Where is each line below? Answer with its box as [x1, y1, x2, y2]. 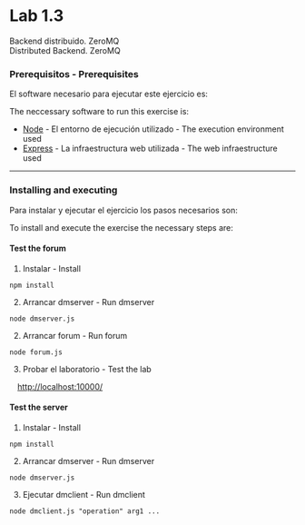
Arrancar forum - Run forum [22, 330, 128, 341]
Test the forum [9, 243, 66, 254]
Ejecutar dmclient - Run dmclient [22, 489, 145, 500]
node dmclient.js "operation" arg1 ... [9, 506, 161, 516]
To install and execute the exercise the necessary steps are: [9, 222, 234, 233]
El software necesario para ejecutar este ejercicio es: [9, 88, 209, 100]
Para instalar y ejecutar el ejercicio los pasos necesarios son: [9, 204, 239, 215]
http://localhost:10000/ [17, 381, 103, 391]
